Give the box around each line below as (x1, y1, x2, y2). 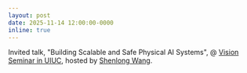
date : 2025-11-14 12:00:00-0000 (8, 19, 114, 27)
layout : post (8, 11, 51, 20)
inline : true (8, 26, 51, 34)
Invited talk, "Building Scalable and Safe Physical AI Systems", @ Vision (8, 48, 239, 57)
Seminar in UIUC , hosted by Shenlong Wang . (8, 56, 153, 65)
